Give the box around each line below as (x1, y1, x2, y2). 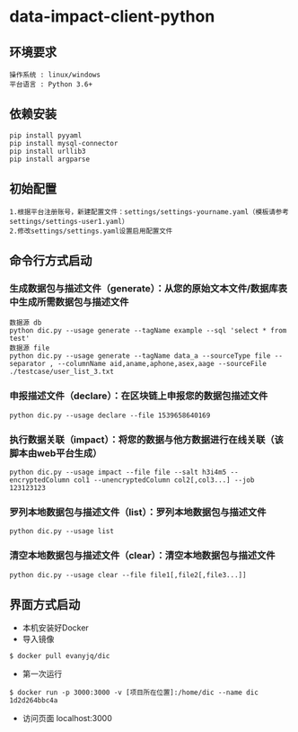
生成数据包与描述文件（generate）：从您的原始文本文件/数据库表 (9, 281, 288, 294)
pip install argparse (9, 155, 91, 164)
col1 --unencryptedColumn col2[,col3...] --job (73, 475, 255, 485)
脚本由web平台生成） (9, 447, 102, 460)
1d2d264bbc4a (9, 696, 58, 705)
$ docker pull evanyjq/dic (9, 652, 110, 661)
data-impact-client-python (9, 6, 215, 27)
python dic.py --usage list (9, 527, 115, 536)
